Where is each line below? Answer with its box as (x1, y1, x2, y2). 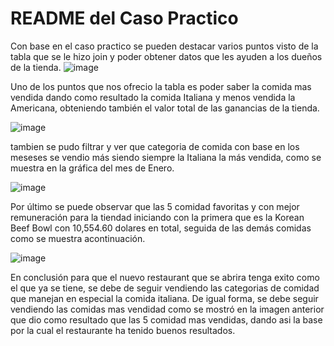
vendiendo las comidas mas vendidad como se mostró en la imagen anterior (10, 303, 325, 315)
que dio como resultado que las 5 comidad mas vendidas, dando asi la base (10, 313, 323, 326)
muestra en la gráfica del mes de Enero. (10, 162, 175, 174)
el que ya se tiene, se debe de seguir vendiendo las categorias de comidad (10, 282, 320, 294)
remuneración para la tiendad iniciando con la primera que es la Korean (10, 211, 305, 223)
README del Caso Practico (10, 7, 239, 30)
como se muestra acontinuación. (10, 232, 146, 244)
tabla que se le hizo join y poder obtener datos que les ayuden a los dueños (10, 50, 323, 62)
